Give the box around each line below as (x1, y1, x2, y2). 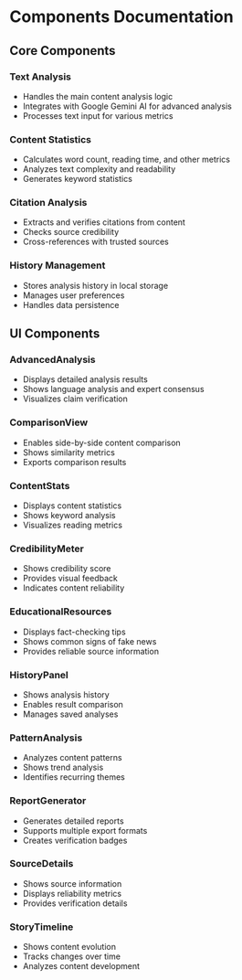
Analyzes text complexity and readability (22, 164, 176, 175)
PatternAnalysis (9, 731, 83, 744)
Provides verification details (22, 898, 128, 909)
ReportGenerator (9, 794, 87, 807)
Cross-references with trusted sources (22, 236, 169, 248)
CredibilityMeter (9, 542, 84, 555)
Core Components (9, 43, 116, 59)
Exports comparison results (22, 456, 127, 467)
